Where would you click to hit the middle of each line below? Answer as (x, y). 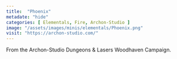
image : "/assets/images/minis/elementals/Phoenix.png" (75, 28)
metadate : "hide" (27, 17)
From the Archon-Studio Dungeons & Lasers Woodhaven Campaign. (89, 50)
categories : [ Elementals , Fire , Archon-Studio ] (68, 22)
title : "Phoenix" (29, 11)
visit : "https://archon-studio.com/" (52, 33)
